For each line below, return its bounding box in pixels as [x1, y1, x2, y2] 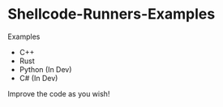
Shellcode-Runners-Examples [7, 5, 216, 24]
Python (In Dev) [19, 64, 72, 74]
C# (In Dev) [19, 73, 58, 83]
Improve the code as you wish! [7, 88, 110, 98]
